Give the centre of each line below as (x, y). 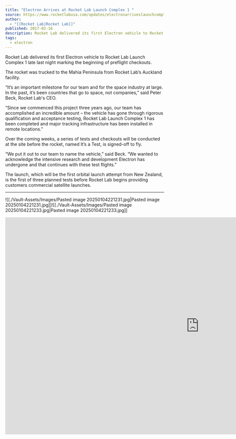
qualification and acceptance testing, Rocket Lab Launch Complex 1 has (80, 118)
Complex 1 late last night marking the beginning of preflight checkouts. (79, 62)
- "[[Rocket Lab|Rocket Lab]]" (43, 24)
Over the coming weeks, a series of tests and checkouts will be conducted (83, 138)
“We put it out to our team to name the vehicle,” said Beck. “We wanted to (82, 154)
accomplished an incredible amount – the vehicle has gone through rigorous (84, 113)
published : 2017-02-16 (29, 29)
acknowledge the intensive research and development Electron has (75, 159)
